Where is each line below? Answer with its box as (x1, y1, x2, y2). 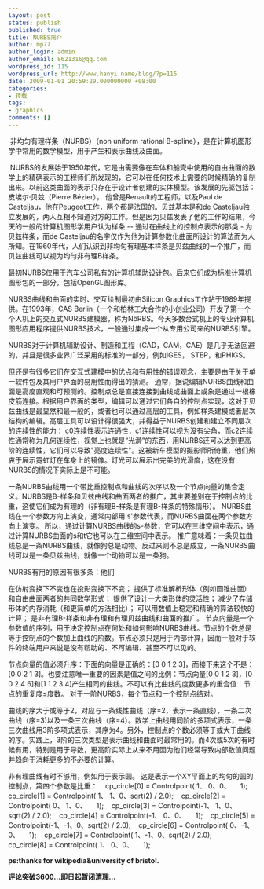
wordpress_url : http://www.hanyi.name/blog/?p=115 (8, 70, 178, 78)
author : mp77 (8, 41, 51, 49)
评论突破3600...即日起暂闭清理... (8, 872, 116, 881)
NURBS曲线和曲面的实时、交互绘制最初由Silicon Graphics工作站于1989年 (8, 294, 245, 303)
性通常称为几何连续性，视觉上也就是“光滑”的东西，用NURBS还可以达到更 (8, 435, 245, 444)
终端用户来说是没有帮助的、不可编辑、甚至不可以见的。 (21, 642, 201, 652)
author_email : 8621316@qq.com (8, 56, 108, 64)
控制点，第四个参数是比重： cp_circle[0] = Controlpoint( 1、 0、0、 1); (8, 781, 248, 790)
